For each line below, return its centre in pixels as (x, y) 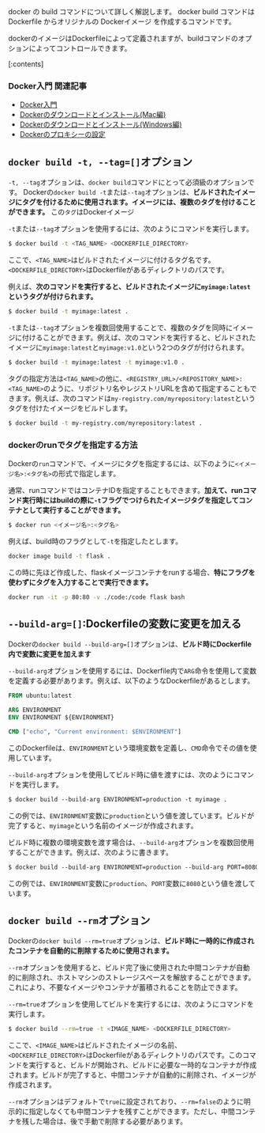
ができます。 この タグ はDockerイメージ (71, 212)
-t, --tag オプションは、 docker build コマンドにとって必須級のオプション (128, 182)
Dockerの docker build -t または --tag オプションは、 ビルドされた (129, 192)
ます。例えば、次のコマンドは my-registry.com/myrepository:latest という (135, 398)
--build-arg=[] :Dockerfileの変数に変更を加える (125, 623)
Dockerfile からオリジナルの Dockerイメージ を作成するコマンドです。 (122, 21)
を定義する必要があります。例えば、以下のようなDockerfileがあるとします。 (131, 681)
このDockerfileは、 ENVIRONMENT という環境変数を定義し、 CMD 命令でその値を (129, 748)
